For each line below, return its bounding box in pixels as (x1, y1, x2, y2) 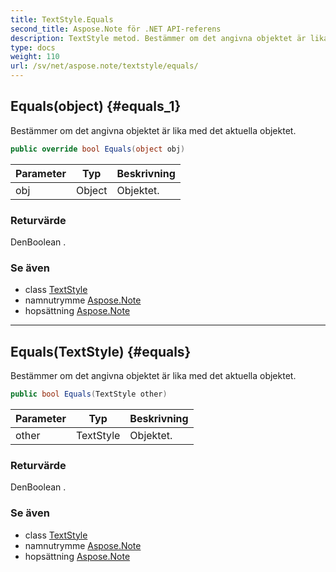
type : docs (10, 42, 56, 53)
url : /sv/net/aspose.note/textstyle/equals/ (10, 61, 199, 71)
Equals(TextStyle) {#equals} (10, 343, 192, 360)
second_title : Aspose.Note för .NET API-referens (10, 24, 222, 34)
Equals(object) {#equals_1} (10, 98, 182, 115)
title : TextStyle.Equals (10, 14, 114, 25)
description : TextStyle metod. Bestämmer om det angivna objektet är (10, 33, 307, 43)
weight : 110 (10, 52, 60, 62)
